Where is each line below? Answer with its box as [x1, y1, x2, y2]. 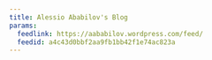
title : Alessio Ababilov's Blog [9, 12, 128, 22]
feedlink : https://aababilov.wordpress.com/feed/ [17, 29, 203, 38]
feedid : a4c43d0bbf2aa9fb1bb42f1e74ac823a [17, 37, 176, 47]
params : [9, 21, 38, 30]
